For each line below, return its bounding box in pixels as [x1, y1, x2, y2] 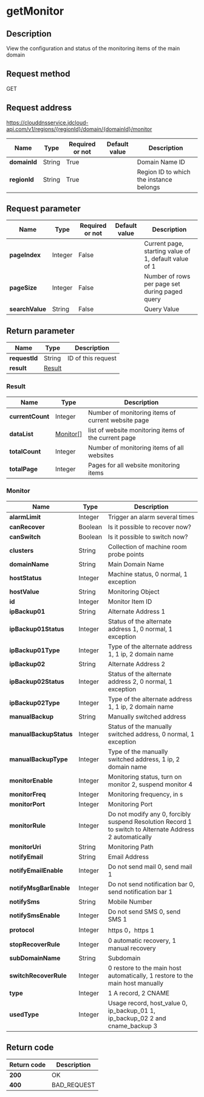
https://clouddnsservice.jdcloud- [6, 119, 89, 126]
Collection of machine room [108, 542, 187, 551]
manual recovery [108, 943, 156, 952]
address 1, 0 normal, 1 [108, 625, 173, 633]
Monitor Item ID [108, 597, 152, 606]
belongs [137, 183, 160, 191]
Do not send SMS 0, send [108, 907, 181, 915]
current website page [87, 416, 149, 424]
